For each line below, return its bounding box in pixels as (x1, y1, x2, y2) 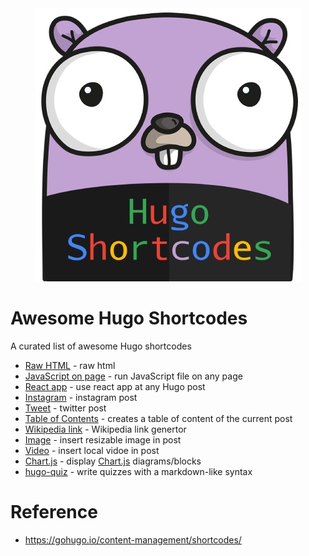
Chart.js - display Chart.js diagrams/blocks (24, 455, 202, 467)
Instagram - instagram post (24, 391, 138, 403)
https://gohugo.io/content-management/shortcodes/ (24, 533, 242, 546)
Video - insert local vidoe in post (24, 444, 160, 456)
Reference (10, 501, 98, 524)
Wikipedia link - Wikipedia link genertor (24, 423, 187, 435)
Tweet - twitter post (24, 402, 107, 414)
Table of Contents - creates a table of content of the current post (24, 412, 293, 424)
